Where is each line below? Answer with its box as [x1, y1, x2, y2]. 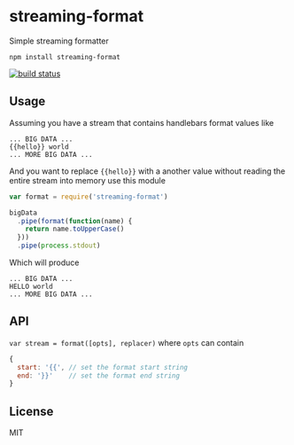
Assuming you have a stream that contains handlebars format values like [9, 117, 275, 128]
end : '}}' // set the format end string [17, 371, 180, 380]
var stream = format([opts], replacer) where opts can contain [9, 337, 244, 347]
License [9, 403, 54, 418]
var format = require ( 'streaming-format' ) [9, 192, 168, 201]
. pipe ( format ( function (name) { [17, 216, 133, 225]
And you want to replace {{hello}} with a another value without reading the [9, 166, 286, 176]
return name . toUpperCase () [25, 224, 125, 234]
